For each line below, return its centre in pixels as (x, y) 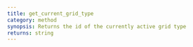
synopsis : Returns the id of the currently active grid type (97, 26)
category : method (32, 20)
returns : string (30, 33)
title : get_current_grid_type (51, 13)
